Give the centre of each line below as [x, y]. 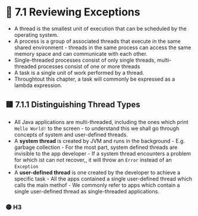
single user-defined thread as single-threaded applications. [87, 191]
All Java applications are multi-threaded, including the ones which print [101, 122]
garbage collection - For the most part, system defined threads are [96, 147]
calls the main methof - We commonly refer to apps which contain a [97, 185]
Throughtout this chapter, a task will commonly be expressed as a [95, 79]
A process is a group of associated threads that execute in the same [98, 41]
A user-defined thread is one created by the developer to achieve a [97, 172]
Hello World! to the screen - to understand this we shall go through [97, 128]
